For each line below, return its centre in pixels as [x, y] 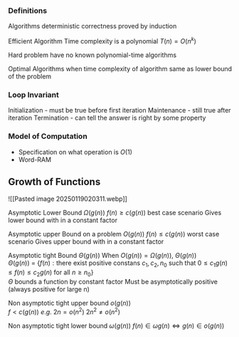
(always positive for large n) [49, 289]
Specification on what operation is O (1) [75, 152]
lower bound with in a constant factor [63, 220]
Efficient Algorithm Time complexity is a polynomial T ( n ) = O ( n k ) [102, 40]
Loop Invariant [33, 95]
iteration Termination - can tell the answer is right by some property [107, 118]
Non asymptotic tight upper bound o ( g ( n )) [69, 303]
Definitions [28, 11]
